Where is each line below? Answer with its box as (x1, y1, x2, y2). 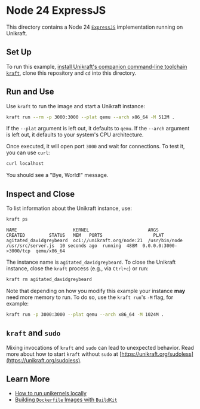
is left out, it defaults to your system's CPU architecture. (6, 131, 144, 138)
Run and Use (6, 87, 55, 97)
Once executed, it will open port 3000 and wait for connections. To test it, (6, 143, 185, 150)
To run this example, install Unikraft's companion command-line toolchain (6, 63, 187, 70)
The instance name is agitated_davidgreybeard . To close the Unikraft (6, 258, 176, 265)
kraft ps (6, 216, 28, 222)
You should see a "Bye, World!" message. (6, 172, 109, 179)
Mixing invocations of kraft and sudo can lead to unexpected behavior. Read (6, 344, 194, 351)
